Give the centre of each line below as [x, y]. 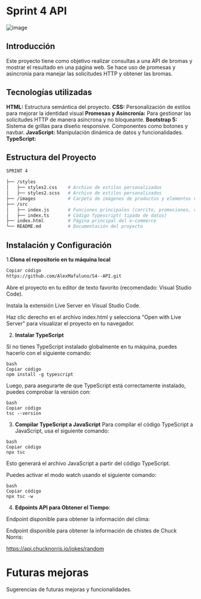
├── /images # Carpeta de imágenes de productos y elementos [99, 199]
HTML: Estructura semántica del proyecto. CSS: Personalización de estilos [98, 107]
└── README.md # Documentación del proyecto [75, 226]
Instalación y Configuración [59, 245]
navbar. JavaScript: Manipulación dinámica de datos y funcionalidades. [95, 132]
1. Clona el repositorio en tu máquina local [58, 259]
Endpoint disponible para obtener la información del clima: [78, 519]
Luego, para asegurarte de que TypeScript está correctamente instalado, [96, 385]
